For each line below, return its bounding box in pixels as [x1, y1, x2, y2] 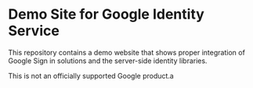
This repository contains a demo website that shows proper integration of [8, 48, 245, 57]
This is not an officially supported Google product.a [8, 71, 174, 80]
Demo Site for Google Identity [8, 5, 205, 23]
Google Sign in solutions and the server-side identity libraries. [8, 56, 208, 65]
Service [8, 22, 60, 40]
